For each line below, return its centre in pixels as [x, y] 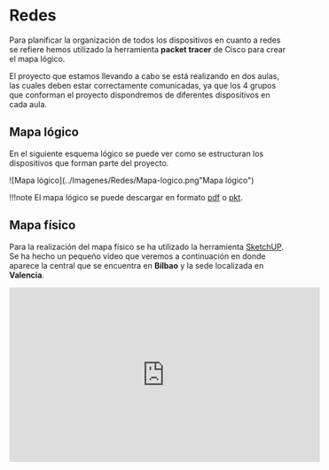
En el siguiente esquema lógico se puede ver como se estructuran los [137, 153]
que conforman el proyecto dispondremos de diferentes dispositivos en [140, 95]
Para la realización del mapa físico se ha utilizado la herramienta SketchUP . [147, 247]
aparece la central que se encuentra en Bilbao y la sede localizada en [137, 265]
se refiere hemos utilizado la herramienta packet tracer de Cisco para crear [148, 49]
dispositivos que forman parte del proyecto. [89, 163]
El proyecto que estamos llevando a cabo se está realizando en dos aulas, [144, 75]
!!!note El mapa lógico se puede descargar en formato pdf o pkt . [126, 197]
